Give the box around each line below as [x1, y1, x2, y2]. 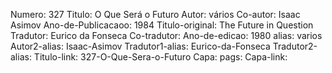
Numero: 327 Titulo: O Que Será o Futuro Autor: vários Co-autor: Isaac [10, 9, 301, 20]
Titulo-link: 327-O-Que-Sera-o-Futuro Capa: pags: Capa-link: [33, 51, 288, 63]
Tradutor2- [272, 40, 318, 52]
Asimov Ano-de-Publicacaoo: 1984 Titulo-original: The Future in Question [10, 19, 314, 31]
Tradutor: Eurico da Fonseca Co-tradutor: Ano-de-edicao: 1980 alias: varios [10, 30, 323, 41]
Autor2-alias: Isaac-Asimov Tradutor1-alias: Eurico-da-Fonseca [10, 40, 271, 52]
